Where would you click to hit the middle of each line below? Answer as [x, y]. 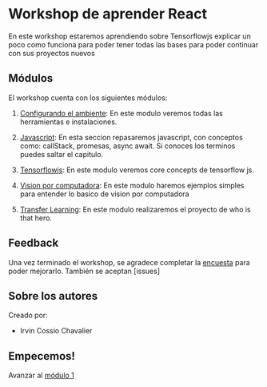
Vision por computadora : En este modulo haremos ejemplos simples [132, 185]
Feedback [34, 243]
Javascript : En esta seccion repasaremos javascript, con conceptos [132, 137]
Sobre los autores [53, 296]
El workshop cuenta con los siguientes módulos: [88, 98]
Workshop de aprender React [108, 14]
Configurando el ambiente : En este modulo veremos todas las [122, 113]
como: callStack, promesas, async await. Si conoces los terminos [128, 146]
